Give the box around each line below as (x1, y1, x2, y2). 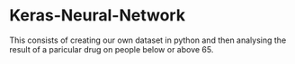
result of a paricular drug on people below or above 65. (9, 44, 214, 54)
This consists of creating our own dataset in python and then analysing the (9, 35, 287, 45)
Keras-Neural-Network (9, 5, 186, 26)
